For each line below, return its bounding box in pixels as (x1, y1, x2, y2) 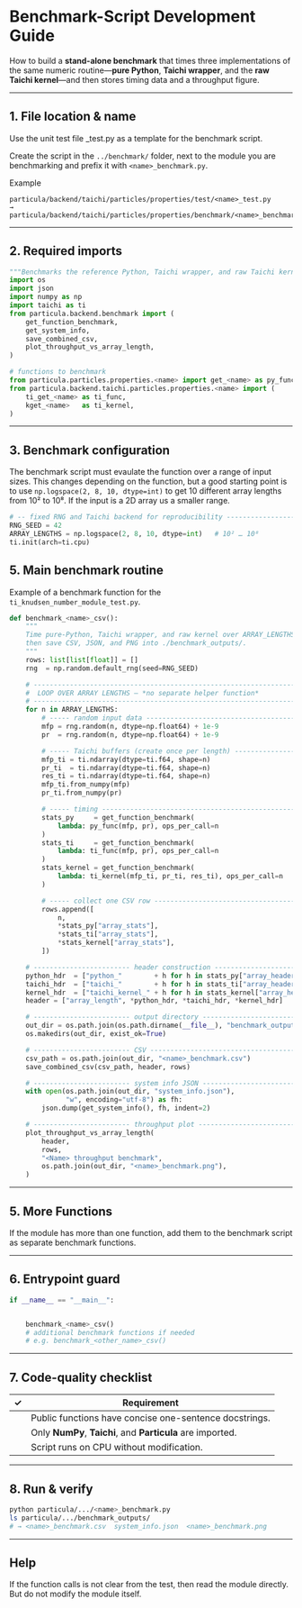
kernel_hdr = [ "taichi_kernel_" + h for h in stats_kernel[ (25, 988, 259, 997)
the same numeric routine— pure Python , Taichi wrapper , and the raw (9, 65, 270, 76)
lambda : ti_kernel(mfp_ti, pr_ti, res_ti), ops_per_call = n (57, 872, 283, 881)
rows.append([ (41, 904, 94, 913)
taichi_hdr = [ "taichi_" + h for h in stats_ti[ (25, 979, 244, 988)
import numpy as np (9, 293, 83, 302)
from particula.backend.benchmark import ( (9, 309, 175, 318)
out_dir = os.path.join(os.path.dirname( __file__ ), (25, 1021, 223, 1031)
